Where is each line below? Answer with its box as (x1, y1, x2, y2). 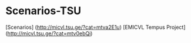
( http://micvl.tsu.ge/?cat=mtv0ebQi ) (5, 29, 93, 37)
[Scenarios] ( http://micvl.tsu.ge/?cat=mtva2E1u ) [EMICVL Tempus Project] (5, 24, 186, 31)
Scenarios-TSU (5, 4, 82, 18)
